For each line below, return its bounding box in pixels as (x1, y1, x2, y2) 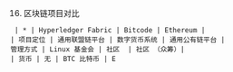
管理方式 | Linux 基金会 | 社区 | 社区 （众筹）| (10, 45, 185, 54)
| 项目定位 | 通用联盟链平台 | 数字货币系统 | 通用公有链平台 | (10, 35, 226, 44)
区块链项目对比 (23, 8, 80, 18)
